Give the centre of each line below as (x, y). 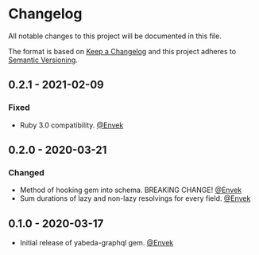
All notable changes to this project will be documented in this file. (115, 36)
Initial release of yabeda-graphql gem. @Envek (97, 243)
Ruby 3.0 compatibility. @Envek (72, 125)
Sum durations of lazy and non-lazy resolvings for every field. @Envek (135, 198)
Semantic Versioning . (43, 60)
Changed (27, 172)
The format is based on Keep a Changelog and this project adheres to (122, 51)
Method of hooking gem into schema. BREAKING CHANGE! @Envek (131, 190)
